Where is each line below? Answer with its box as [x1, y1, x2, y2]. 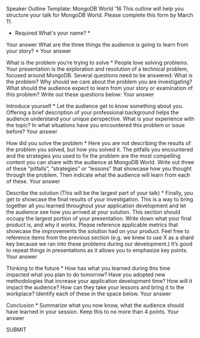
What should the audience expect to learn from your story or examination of [6, 84, 193, 92]
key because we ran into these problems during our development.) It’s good [6, 240, 193, 248]
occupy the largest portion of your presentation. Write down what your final [6, 215, 192, 222]
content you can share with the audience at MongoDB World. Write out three [6, 159, 195, 165]
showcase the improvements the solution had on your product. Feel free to [6, 228, 190, 234]
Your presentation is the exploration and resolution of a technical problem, [6, 65, 189, 73]
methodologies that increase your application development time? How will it [6, 277, 193, 284]
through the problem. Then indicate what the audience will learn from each [6, 171, 190, 179]
